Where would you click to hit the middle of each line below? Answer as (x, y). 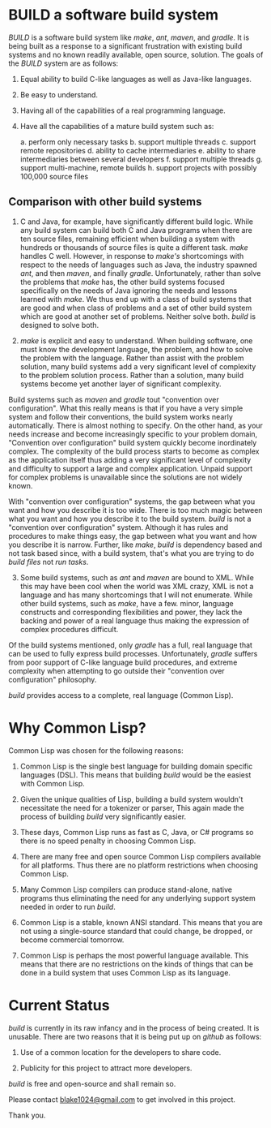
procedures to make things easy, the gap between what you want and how (133, 536)
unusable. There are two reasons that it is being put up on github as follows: (135, 1036)
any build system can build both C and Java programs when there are (136, 230)
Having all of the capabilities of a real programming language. (123, 110)
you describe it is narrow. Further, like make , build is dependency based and (135, 545)
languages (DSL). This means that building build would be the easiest (135, 775)
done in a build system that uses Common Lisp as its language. (125, 972)
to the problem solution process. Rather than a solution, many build (132, 375)
